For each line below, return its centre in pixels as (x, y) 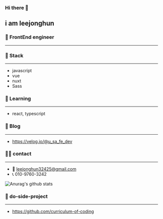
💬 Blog (13, 126)
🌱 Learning (18, 98)
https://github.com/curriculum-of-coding (53, 211)
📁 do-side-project (26, 196)
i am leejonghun (30, 23)
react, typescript (29, 114)
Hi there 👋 (17, 8)
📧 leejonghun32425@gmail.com (44, 169)
